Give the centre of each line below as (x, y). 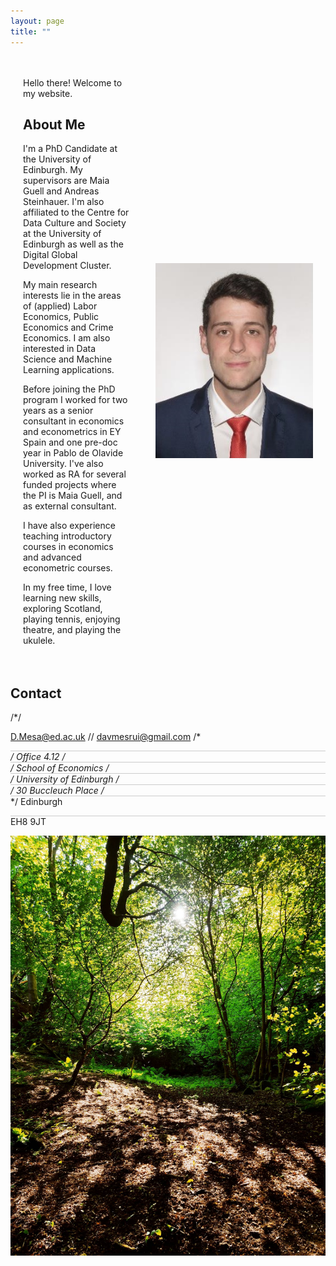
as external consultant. (70, 506)
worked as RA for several (75, 474)
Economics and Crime (68, 327)
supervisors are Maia (66, 181)
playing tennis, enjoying (72, 619)
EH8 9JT (28, 822)
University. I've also (63, 464)
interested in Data (60, 349)
